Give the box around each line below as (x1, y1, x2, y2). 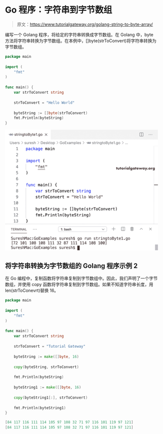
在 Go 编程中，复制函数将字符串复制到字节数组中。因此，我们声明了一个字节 (5, 275, 158, 282)
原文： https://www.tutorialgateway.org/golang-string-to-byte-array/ (16, 21, 153, 27)
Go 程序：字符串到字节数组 (5, 4, 113, 16)
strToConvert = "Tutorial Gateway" (14, 344, 86, 349)
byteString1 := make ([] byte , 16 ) (14, 385, 81, 390)
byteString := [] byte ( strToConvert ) (14, 110, 88, 116)
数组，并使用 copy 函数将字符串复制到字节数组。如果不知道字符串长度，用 (5, 282, 154, 287)
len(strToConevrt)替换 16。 (5, 287, 59, 294)
